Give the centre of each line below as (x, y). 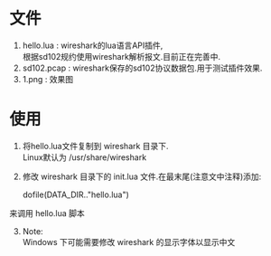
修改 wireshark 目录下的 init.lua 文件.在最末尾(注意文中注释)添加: (142, 176)
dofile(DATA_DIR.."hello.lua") (75, 194)
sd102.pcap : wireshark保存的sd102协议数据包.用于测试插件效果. (142, 68)
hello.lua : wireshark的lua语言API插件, (93, 45)
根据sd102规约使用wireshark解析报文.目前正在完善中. (121, 56)
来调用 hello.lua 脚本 (47, 213)
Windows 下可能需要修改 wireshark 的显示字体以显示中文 (129, 242)
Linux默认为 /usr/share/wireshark (84, 157)
